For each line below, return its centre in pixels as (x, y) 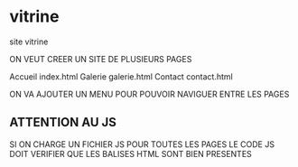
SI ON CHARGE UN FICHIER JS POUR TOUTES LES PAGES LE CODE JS (142, 144)
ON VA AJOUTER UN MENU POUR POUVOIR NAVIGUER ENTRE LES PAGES (149, 94)
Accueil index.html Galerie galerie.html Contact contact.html (121, 76)
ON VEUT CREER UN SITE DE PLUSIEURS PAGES (101, 59)
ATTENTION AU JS (63, 122)
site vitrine (29, 42)
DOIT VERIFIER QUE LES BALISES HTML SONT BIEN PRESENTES (131, 153)
